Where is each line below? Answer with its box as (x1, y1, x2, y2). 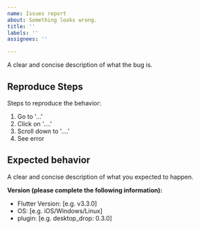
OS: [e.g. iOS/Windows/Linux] (17, 206, 102, 215)
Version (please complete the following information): (7, 186, 163, 194)
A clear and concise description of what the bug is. (7, 61, 153, 69)
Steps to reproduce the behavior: (7, 99, 102, 107)
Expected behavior (7, 155, 91, 166)
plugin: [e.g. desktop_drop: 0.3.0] (17, 214, 113, 222)
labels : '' (7, 29, 39, 37)
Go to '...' (17, 112, 43, 121)
